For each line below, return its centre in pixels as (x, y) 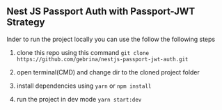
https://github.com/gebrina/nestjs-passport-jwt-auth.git (102, 59)
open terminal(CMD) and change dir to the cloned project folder (108, 72)
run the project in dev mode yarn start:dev (79, 99)
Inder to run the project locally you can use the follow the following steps (111, 39)
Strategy (26, 23)
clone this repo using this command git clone (83, 52)
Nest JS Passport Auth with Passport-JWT (101, 11)
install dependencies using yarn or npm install (84, 86)
